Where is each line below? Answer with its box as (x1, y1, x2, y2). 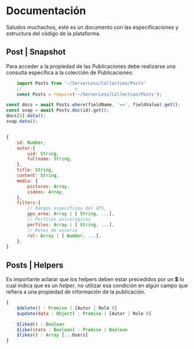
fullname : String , (27, 156, 73, 162)
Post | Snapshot (6, 47, 66, 57)
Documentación (6, 4, 87, 18)
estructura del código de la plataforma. (6, 29, 101, 37)
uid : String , (27, 150, 60, 157)
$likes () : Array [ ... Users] (17, 332, 88, 338)
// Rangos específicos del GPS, (27, 205, 107, 212)
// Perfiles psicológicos (27, 216, 91, 222)
